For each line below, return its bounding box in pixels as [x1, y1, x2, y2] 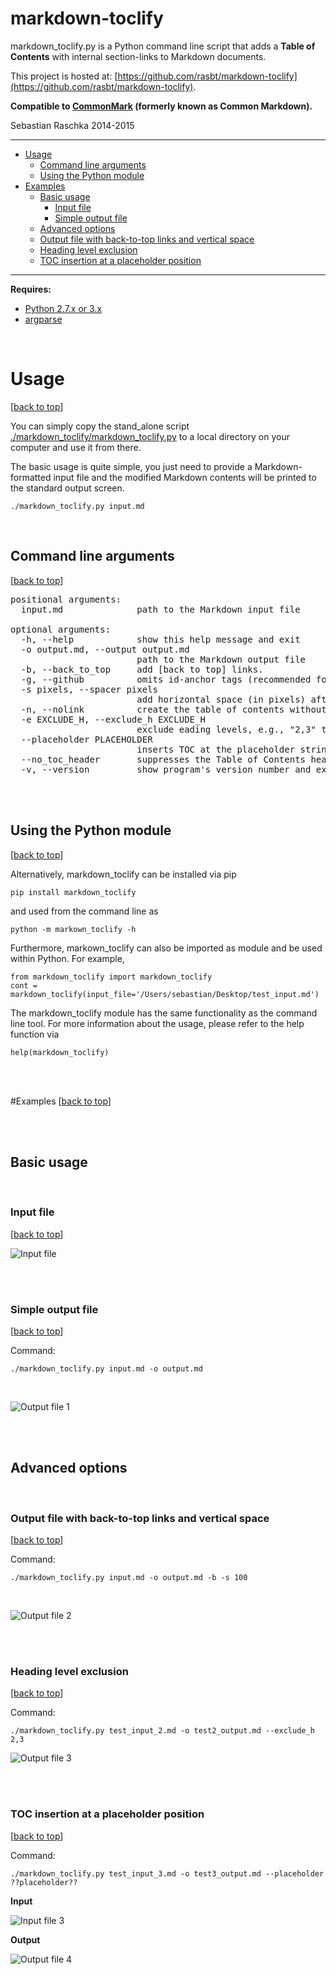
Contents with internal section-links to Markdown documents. [10, 50, 267, 62]
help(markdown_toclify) [10, 1047, 110, 1057]
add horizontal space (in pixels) [136, 693, 307, 705]
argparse [24, 313, 63, 325]
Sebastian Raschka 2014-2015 [10, 119, 135, 131]
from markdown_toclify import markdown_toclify [10, 972, 213, 982]
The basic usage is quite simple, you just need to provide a [10, 460, 253, 472]
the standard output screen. [10, 482, 125, 494]
